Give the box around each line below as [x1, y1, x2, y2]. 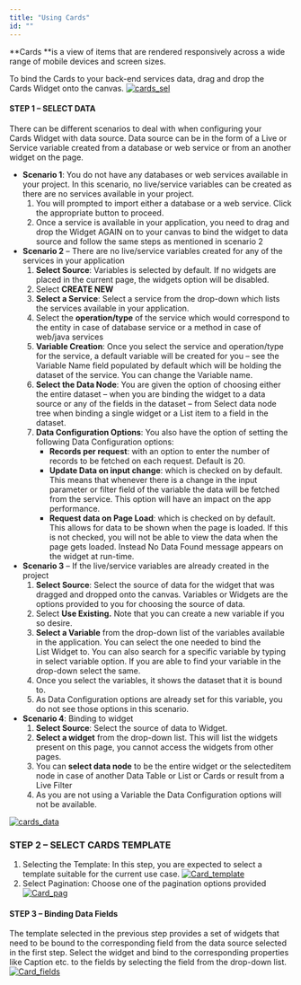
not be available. [35, 798, 97, 809]
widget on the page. [9, 152, 84, 163]
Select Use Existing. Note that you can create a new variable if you [35, 608, 285, 619]
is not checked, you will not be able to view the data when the [49, 532, 279, 542]
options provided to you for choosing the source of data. [35, 598, 245, 609]
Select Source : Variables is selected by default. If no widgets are [35, 264, 277, 275]
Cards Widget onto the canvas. [9, 83, 124, 93]
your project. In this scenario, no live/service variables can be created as [22, 179, 292, 189]
